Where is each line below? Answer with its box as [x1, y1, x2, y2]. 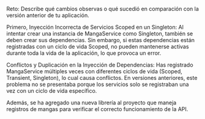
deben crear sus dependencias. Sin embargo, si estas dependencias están [6, 37, 195, 43]
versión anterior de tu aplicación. [6, 12, 90, 19]
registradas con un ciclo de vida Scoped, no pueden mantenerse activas [6, 43, 189, 50]
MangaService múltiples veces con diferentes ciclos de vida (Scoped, [6, 68, 182, 75]
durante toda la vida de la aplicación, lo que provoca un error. [6, 49, 162, 57]
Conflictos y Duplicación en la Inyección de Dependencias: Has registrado [6, 61, 194, 68]
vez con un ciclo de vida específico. [6, 87, 97, 94]
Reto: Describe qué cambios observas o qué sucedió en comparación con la [6, 5, 199, 12]
